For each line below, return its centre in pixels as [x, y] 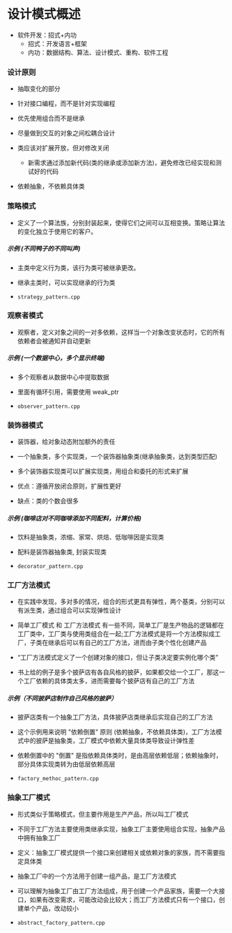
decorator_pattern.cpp [50, 567]
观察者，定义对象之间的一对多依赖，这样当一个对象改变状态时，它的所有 [121, 332]
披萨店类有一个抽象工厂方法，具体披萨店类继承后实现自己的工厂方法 [115, 717]
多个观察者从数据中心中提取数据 [63, 377]
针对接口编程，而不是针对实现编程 [66, 104]
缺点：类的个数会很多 [48, 501]
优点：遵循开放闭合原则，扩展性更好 [69, 486]
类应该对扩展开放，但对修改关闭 [63, 148]
